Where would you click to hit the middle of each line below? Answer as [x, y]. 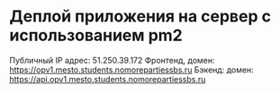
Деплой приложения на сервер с [140, 17]
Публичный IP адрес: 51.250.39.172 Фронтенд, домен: [112, 60]
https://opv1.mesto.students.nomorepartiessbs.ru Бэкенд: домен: [131, 70]
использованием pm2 [96, 35]
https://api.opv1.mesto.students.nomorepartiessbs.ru [108, 79]
